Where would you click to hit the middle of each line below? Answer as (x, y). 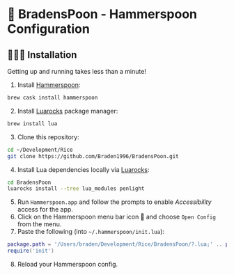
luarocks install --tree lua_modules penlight (76, 189)
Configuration (49, 29)
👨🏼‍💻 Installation (42, 55)
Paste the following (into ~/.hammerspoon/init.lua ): (91, 232)
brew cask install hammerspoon (53, 97)
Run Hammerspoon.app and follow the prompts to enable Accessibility (114, 202)
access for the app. (45, 210)
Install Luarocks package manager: (68, 111)
